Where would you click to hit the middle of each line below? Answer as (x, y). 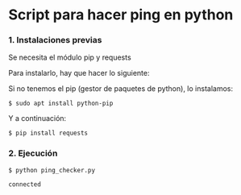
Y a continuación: (37, 118)
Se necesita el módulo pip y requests (70, 57)
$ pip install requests (48, 133)
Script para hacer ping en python (121, 15)
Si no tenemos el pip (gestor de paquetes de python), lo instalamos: (121, 89)
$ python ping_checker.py (52, 170)
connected (25, 184)
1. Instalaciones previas (55, 40)
